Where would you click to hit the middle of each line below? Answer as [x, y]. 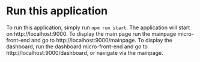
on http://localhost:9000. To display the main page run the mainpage [91, 33]
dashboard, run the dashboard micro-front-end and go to [77, 46]
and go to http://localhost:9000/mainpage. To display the [102, 40]
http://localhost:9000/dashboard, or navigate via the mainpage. [85, 52]
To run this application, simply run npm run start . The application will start [98, 27]
